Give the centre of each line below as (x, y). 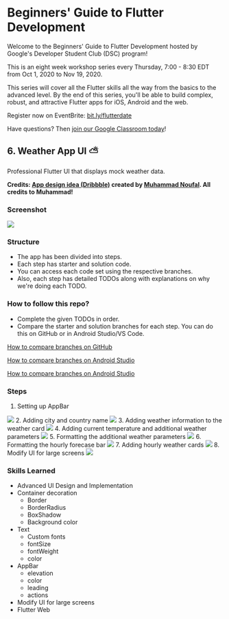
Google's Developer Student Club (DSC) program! (77, 54)
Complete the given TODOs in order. (68, 319)
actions (38, 595)
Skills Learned (32, 471)
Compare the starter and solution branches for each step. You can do (115, 326)
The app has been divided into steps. (69, 257)
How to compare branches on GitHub (60, 347)
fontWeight (43, 552)
